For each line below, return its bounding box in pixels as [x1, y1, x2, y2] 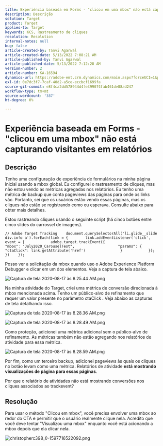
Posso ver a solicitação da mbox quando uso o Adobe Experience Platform [5, 261, 154, 267]
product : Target [5, 20, 38, 26]
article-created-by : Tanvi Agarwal [5, 48, 77, 53]
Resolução [5, 397, 38, 406]
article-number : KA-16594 [5, 71, 57, 76]
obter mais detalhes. [5, 207, 46, 213]
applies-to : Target [5, 25, 45, 30]
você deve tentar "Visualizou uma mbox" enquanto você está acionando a [5, 420, 153, 427]
